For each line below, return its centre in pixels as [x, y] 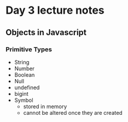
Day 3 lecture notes [55, 10]
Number [24, 68]
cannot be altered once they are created [73, 112]
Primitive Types [29, 49]
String [22, 62]
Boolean [25, 74]
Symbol [24, 100]
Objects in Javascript [46, 32]
